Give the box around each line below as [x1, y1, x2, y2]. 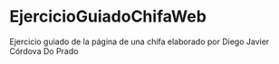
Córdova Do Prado [9, 45, 79, 56]
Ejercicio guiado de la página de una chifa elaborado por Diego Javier [9, 36, 270, 47]
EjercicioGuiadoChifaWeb [9, 6, 207, 27]
